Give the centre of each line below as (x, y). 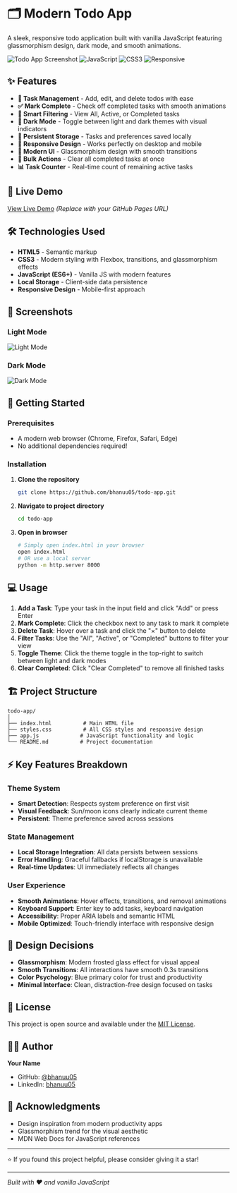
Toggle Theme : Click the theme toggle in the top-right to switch (110, 653)
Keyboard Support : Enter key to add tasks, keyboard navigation (110, 908)
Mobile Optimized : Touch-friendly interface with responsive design (116, 923)
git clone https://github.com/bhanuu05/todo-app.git (97, 492)
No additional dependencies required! (72, 446)
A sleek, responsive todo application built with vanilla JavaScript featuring (115, 38)
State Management (41, 837)
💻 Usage (28, 587)
